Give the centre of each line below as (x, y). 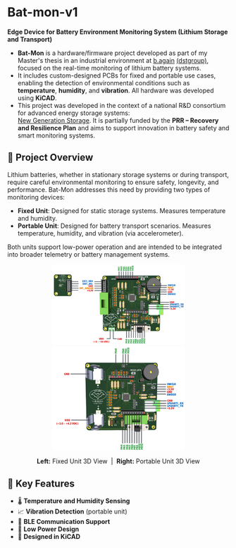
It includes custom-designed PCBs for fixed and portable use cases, (117, 75)
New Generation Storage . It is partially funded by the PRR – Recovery (118, 120)
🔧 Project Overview (50, 158)
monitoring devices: (36, 197)
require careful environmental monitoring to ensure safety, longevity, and (113, 182)
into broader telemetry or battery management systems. (89, 254)
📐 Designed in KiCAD (49, 536)
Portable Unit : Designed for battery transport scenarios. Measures (114, 226)
